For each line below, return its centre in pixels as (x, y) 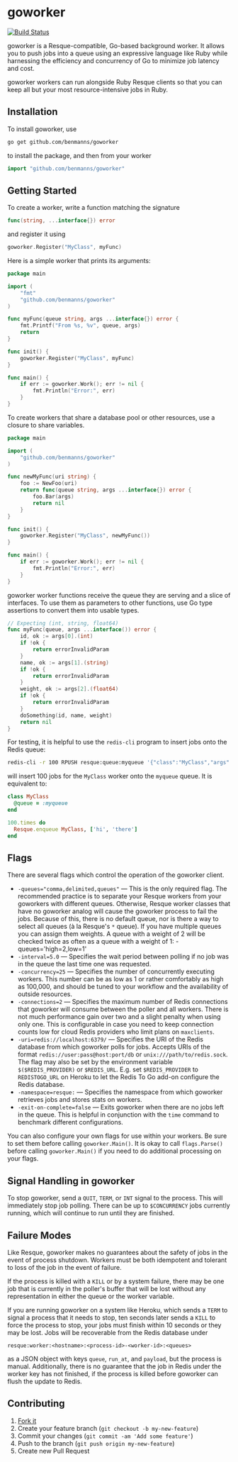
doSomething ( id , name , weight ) (66, 715)
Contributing (36, 1404)
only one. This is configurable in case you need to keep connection (115, 1025)
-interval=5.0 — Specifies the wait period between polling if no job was (123, 956)
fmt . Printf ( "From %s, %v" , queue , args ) (80, 326)
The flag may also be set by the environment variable (95, 1062)
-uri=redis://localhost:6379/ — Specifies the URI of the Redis (110, 1039)
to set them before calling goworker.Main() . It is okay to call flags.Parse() (115, 1144)
